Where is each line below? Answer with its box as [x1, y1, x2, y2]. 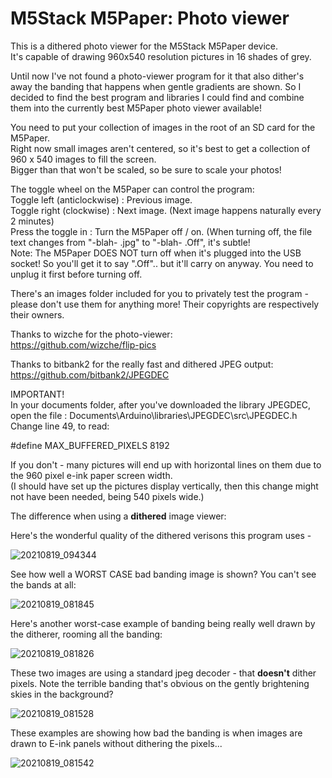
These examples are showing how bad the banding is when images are [10, 727, 303, 739]
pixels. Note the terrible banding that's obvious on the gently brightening [10, 677, 310, 689]
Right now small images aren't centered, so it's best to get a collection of [10, 142, 311, 154]
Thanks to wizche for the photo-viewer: [10, 328, 173, 340]
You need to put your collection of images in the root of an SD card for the [10, 121, 316, 133]
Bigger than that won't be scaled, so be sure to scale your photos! [10, 163, 282, 176]
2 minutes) [10, 215, 55, 227]
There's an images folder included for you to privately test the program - [10, 287, 309, 299]
